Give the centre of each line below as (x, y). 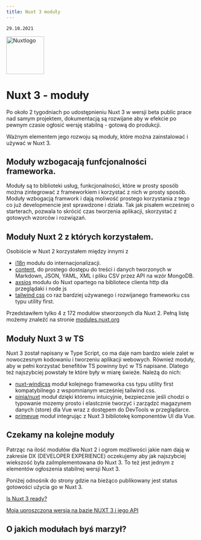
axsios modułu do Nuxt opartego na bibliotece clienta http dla (91, 282)
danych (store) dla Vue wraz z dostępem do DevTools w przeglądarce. (103, 410)
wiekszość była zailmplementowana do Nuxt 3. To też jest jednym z (90, 462)
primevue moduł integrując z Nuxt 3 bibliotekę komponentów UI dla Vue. (105, 416)
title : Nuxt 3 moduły (33, 12)
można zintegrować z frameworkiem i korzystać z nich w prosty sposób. (97, 192)
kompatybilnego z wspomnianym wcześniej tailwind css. (85, 390)
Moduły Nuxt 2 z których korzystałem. (80, 237)
